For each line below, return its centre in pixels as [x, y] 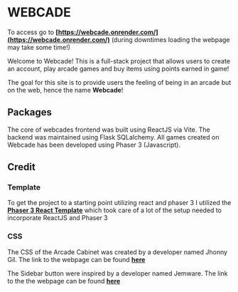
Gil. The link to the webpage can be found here [76, 259]
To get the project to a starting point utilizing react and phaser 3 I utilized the [119, 203]
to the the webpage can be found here [64, 281]
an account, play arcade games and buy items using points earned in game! [118, 68]
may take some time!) [39, 47]
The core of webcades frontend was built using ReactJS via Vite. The [109, 130]
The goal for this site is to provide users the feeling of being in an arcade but [119, 82]
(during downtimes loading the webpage [171, 39]
